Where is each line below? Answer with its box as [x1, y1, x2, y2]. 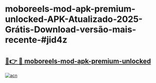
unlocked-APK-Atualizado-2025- [5, 14, 143, 25]
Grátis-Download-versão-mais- [5, 24, 136, 35]
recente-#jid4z [5, 34, 67, 46]
